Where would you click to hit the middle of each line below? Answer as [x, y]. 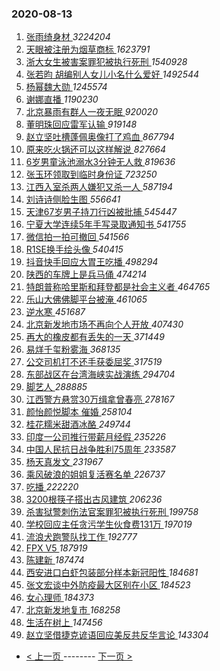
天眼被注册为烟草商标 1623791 [88, 49]
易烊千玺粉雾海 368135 [73, 349]
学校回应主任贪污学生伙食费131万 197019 [109, 524]
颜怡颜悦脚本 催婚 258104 [79, 412]
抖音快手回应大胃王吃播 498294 [92, 262]
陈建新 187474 [55, 560]
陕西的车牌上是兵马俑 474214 [86, 274]
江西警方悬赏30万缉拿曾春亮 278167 [100, 399]
